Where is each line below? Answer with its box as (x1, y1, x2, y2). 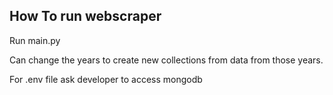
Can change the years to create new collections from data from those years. (9, 54, 324, 66)
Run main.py (9, 34, 61, 46)
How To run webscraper (9, 8, 162, 25)
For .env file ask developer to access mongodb (9, 73, 203, 85)
